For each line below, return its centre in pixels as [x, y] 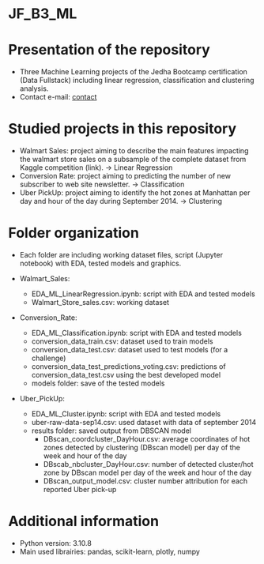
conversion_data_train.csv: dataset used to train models [122, 341]
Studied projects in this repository [123, 129]
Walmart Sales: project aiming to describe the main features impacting [134, 151]
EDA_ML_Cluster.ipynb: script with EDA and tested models [126, 414]
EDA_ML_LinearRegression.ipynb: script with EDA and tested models [143, 294]
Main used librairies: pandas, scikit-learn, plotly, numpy [109, 551]
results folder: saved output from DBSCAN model [111, 431]
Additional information [84, 521]
